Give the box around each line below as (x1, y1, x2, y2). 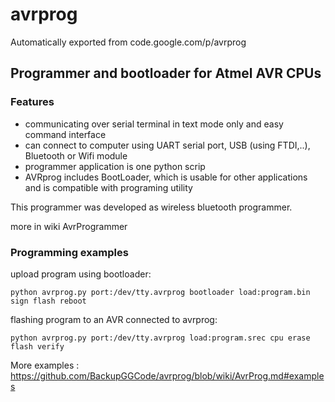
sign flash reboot (10, 296, 87, 306)
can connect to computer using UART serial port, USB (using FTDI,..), (24, 139, 311, 151)
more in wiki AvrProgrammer (10, 220, 128, 232)
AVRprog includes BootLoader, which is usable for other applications (24, 171, 308, 183)
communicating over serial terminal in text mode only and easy (24, 118, 284, 130)
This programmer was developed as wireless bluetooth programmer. (10, 201, 293, 213)
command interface (24, 128, 107, 140)
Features (10, 95, 55, 109)
